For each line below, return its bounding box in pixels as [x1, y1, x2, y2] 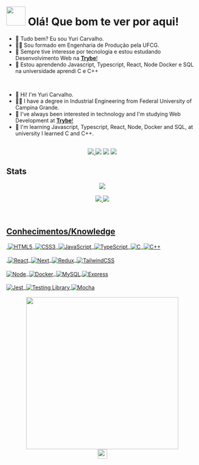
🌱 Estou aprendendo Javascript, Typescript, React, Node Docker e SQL [15, 61, 194, 68]
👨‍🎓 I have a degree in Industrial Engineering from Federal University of [15, 97, 192, 105]
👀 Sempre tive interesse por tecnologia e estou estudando [15, 47, 161, 55]
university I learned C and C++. [15, 130, 94, 137]
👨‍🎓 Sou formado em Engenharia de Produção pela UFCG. [15, 41, 159, 49]
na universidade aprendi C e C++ [15, 67, 99, 74]
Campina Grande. [15, 103, 60, 111]
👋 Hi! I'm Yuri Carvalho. [15, 91, 74, 98]
